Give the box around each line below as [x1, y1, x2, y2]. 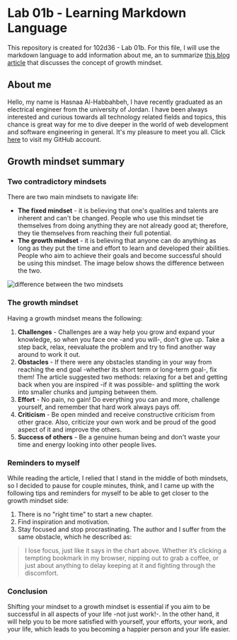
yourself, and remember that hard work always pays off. [17, 403, 181, 411]
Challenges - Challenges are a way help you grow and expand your [17, 327, 216, 336]
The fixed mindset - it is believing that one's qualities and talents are [17, 206, 219, 215]
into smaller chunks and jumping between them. [17, 387, 158, 396]
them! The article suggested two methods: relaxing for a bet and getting [17, 372, 228, 381]
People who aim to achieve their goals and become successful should [17, 251, 221, 260]
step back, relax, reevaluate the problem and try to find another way [17, 343, 216, 351]
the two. [17, 266, 42, 275]
